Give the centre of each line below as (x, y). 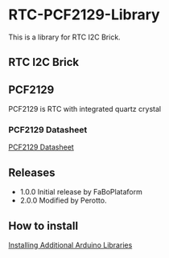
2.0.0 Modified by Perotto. (63, 201)
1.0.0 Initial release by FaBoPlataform (81, 192)
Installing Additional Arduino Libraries (70, 245)
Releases (32, 172)
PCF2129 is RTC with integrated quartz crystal (85, 109)
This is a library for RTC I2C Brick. (64, 37)
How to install (43, 225)
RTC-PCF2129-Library (84, 15)
